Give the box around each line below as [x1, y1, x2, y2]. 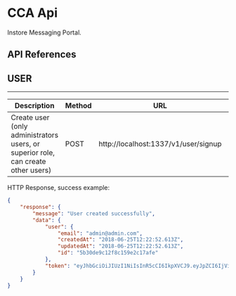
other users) [11, 165, 51, 175]
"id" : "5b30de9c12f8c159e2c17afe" [57, 250, 159, 257]
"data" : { [32, 217, 61, 224]
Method [65, 101, 93, 110]
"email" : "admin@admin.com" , [57, 230, 143, 237]
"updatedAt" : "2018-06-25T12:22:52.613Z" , [57, 243, 184, 250]
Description [14, 101, 55, 110]
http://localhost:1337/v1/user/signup [98, 139, 222, 149]
